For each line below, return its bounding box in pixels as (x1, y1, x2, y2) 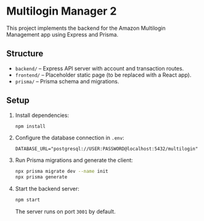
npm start (15, 197, 41, 203)
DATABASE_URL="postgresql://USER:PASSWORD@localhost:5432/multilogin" (15, 146, 199, 152)
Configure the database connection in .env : (15, 134, 125, 141)
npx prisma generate (15, 174, 68, 180)
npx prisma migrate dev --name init (15, 169, 108, 175)
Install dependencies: (15, 111, 69, 119)
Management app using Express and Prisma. (6, 30, 119, 38)
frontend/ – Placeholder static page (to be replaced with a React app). (15, 71, 192, 79)
